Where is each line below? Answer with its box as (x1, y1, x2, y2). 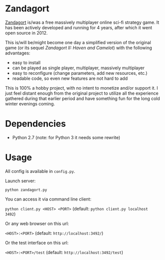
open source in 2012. (5, 30, 48, 36)
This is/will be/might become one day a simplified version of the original (5, 39, 151, 45)
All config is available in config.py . (5, 168, 75, 174)
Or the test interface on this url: (5, 240, 69, 246)
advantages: (5, 50, 31, 56)
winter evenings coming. (5, 101, 55, 106)
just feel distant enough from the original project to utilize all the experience (5, 90, 159, 96)
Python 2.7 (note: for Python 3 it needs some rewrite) (12, 134, 121, 140)
